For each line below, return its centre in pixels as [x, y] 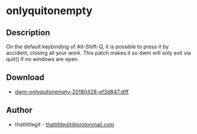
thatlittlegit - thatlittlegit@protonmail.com [65, 124]
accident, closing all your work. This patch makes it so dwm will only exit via [99, 53]
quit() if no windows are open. [43, 59]
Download [25, 78]
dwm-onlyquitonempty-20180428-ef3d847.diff [72, 92]
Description [28, 33]
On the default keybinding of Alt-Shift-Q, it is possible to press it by [88, 46]
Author [19, 110]
